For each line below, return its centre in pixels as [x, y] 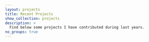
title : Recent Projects [29, 14]
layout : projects [23, 9]
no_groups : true [21, 32]
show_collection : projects [32, 18]
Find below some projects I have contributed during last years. [77, 28]
